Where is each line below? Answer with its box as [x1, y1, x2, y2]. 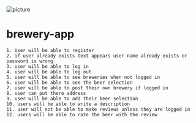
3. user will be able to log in [6, 63, 89, 70]
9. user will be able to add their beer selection [6, 95, 138, 102]
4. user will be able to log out [6, 69, 92, 75]
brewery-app [6, 28, 75, 41]
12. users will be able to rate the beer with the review [6, 111, 157, 117]
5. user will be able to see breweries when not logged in [6, 74, 160, 80]
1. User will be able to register [6, 47, 95, 53]
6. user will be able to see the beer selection [6, 80, 133, 86]
